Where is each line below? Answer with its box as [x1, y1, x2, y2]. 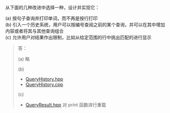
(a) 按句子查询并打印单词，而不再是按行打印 [5, 15, 98, 21]
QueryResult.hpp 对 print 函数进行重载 [25, 102, 107, 108]
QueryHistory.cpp [25, 81, 63, 88]
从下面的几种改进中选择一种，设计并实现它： [5, 5, 100, 10]
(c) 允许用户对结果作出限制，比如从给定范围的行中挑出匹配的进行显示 [5, 35, 152, 40]
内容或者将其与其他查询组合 [5, 28, 64, 34]
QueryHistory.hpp [25, 76, 63, 82]
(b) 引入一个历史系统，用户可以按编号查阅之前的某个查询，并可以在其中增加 [5, 22, 165, 27]
